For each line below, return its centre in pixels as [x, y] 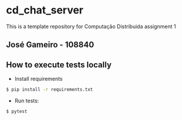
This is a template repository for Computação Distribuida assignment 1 [91, 26]
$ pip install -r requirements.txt [50, 90]
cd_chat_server [45, 10]
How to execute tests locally [59, 65]
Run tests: [27, 101]
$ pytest [17, 112]
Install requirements [38, 79]
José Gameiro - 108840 [50, 45]
